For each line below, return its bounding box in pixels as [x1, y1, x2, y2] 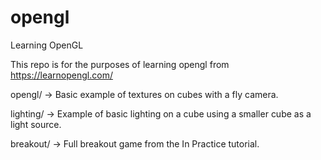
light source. [10, 118, 62, 130]
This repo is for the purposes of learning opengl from [10, 58, 230, 70]
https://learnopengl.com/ [10, 69, 113, 81]
